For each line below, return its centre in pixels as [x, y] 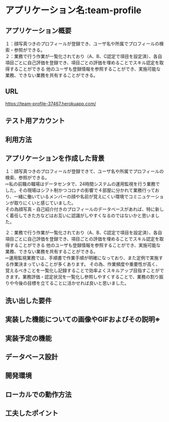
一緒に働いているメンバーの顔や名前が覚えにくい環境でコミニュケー [84, 197]
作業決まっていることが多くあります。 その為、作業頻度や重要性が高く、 [85, 264]
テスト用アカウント [35, 121]
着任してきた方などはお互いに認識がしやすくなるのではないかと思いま [82, 216]
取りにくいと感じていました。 [45, 203]
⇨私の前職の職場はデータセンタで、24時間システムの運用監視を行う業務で [83, 184]
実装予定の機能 [29, 338]
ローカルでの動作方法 [38, 394]
